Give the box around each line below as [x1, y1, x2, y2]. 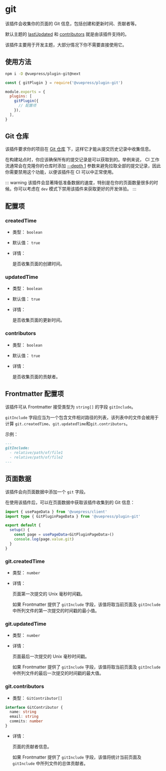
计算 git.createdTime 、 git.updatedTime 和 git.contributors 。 [5, 421, 130, 427]
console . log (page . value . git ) [14, 537, 74, 542]
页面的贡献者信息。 [12, 743, 52, 750]
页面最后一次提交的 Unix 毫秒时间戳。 [12, 654, 90, 660]
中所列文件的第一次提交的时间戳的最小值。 [12, 608, 100, 614]
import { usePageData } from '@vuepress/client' [5, 509, 108, 514]
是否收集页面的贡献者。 [12, 373, 60, 379]
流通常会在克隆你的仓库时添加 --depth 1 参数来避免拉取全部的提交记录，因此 [5, 163, 161, 169]
